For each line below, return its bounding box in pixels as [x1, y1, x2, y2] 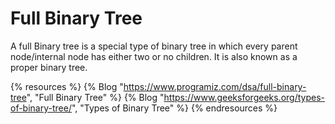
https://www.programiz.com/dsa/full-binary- [123, 80, 307, 92]
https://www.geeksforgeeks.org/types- [163, 91, 325, 103]
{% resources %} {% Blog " [10, 80, 124, 92]
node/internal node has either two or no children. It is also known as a [10, 50, 298, 62]
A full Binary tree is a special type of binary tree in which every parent [10, 40, 298, 52]
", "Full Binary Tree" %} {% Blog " [26, 91, 165, 103]
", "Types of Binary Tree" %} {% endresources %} [71, 102, 278, 114]
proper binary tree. [10, 61, 88, 73]
